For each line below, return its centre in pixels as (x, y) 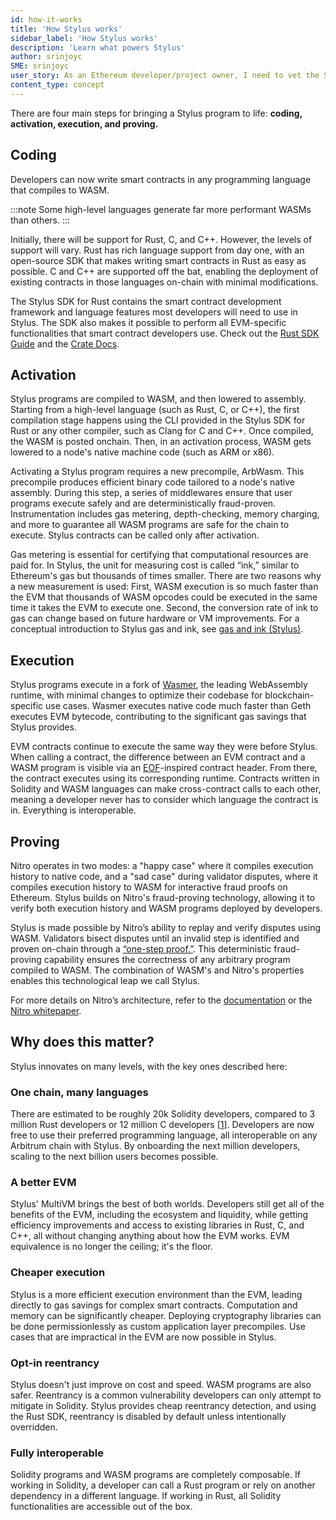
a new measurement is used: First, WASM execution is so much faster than (164, 587)
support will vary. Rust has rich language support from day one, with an (157, 250)
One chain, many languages (79, 1092)
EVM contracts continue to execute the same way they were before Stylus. (164, 747)
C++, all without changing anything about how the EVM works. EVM (150, 1236)
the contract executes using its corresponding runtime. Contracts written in (165, 778)
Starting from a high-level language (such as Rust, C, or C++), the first (155, 410)
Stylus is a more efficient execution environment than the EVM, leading (156, 1294)
